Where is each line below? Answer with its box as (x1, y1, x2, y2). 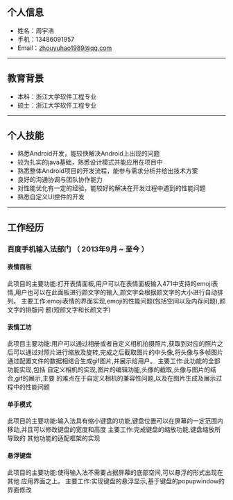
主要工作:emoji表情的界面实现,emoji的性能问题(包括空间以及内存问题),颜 (20, 297, 226, 305)
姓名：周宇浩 (17, 26, 54, 35)
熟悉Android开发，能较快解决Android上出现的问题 (17, 149, 160, 158)
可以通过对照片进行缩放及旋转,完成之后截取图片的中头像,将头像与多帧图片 (12, 348, 224, 356)
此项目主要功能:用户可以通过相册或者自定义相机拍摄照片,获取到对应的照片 (7, 340, 218, 348)
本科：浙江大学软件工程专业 (17, 92, 97, 101)
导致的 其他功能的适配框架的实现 (7, 434, 101, 442)
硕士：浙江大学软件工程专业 (17, 101, 97, 109)
